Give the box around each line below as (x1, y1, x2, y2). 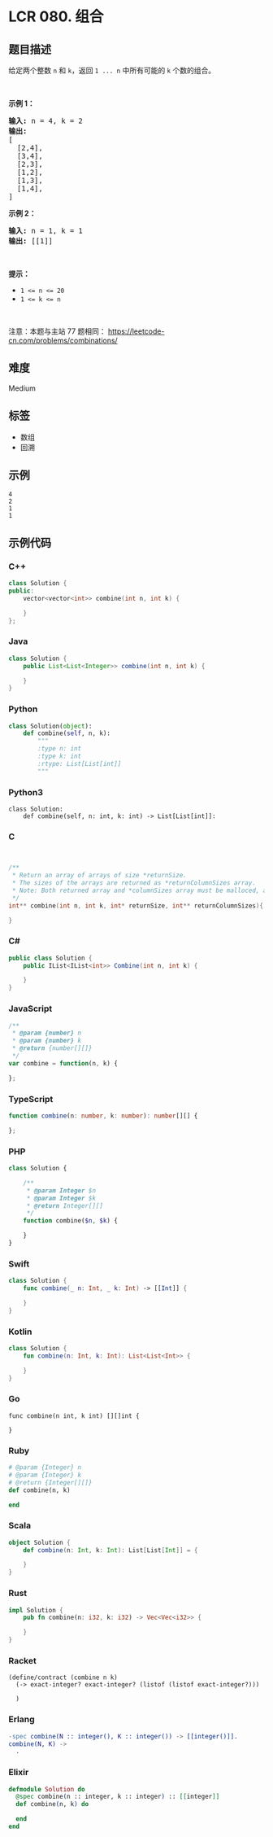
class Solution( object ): (8, 722, 93, 730)
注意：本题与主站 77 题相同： (8, 326, 106, 336)
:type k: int (37, 752, 82, 761)
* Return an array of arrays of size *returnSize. (11, 872, 187, 880)
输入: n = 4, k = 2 (8, 116, 84, 125)
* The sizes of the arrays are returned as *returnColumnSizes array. (11, 879, 256, 887)
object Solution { (8, 1538, 71, 1546)
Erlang (8, 1714, 35, 1725)
